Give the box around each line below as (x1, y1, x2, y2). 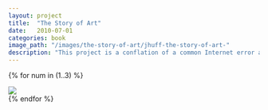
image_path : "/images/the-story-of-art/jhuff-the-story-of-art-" (8, 41, 230, 49)
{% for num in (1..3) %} (8, 71, 84, 80)
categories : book (8, 33, 66, 42)
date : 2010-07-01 (8, 26, 73, 34)
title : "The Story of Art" (8, 19, 102, 27)
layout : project (8, 11, 62, 20)
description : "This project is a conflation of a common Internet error (8, 49, 255, 57)
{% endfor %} (8, 94, 54, 104)
